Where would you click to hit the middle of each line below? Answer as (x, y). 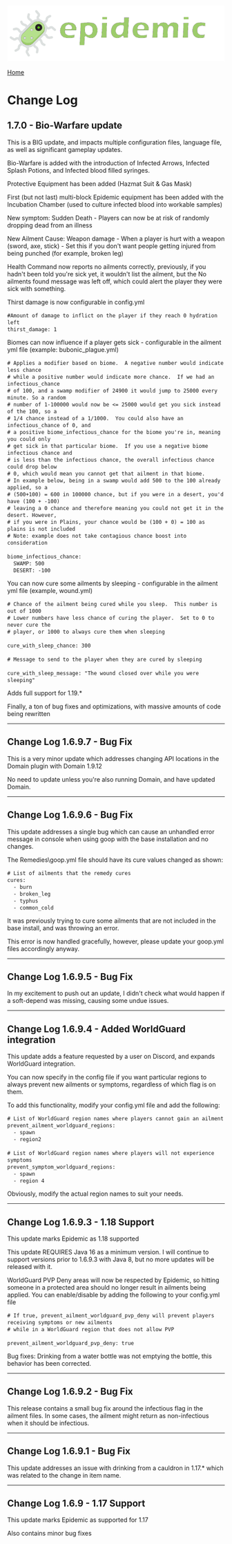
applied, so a (28, 487)
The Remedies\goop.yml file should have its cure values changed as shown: (115, 860)
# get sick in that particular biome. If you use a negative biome (108, 446)
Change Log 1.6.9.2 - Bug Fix (70, 1392)
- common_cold (33, 907)
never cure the (29, 625)
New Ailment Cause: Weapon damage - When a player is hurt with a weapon (116, 238)
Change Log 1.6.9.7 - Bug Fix (70, 742)
